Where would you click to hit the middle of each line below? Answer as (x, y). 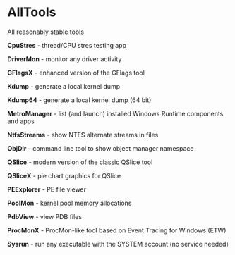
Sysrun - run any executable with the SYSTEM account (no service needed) (118, 244)
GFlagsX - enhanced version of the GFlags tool (76, 73)
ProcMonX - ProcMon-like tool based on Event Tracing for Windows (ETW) (117, 230)
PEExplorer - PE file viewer (47, 189)
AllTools (32, 12)
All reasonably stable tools (46, 32)
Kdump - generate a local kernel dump (64, 86)
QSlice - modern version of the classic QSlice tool (80, 162)
